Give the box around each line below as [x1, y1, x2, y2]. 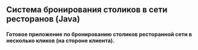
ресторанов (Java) [6, 14, 81, 24]
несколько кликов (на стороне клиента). [6, 37, 115, 44]
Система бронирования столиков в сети [6, 5, 168, 15]
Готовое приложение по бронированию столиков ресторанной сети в [6, 30, 193, 37]
